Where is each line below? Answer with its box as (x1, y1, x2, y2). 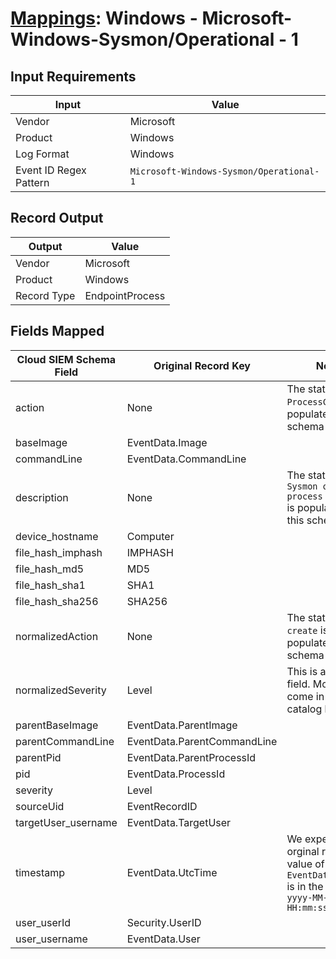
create (286, 625, 318, 636)
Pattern (15, 176, 50, 189)
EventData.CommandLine (126, 452, 247, 466)
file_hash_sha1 (15, 578, 86, 592)
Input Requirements (10, 68, 137, 85)
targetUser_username (15, 815, 118, 829)
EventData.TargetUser (126, 815, 232, 829)
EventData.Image (126, 435, 208, 449)
